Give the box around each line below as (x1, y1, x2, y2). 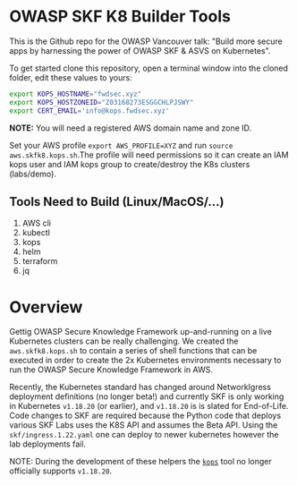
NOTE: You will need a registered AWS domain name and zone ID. (9, 123, 252, 133)
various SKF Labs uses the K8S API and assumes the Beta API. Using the (9, 420, 278, 430)
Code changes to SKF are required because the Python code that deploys (9, 410, 282, 421)
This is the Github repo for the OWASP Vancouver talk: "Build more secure (9, 36, 284, 47)
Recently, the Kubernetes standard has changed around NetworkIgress (9, 382, 271, 393)
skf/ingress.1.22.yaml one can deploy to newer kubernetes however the (9, 430, 279, 440)
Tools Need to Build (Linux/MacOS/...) (9, 194, 225, 209)
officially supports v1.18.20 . (9, 465, 113, 476)
